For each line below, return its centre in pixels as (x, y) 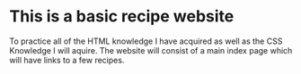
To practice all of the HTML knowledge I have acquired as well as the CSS (146, 41)
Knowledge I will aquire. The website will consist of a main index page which (151, 50)
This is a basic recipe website (122, 16)
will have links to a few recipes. (67, 60)
